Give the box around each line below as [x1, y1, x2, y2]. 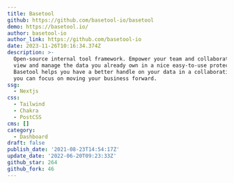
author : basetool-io [7, 29, 68, 37]
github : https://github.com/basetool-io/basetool [7, 17, 155, 24]
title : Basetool [7, 10, 54, 17]
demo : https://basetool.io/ [7, 23, 89, 30]
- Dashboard [13, 133, 49, 140]
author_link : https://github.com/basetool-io [7, 36, 141, 43]
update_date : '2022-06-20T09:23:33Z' [7, 152, 117, 160]
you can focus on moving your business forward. [13, 74, 157, 82]
